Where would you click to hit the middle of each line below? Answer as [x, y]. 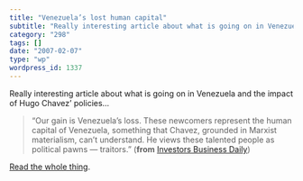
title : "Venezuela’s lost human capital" [88, 18]
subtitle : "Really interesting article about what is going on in [137, 26]
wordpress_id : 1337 [46, 68]
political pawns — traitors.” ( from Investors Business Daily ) [141, 149]
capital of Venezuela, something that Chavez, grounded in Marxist [154, 130]
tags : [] [26, 43]
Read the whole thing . [50, 167]
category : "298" [40, 34]
